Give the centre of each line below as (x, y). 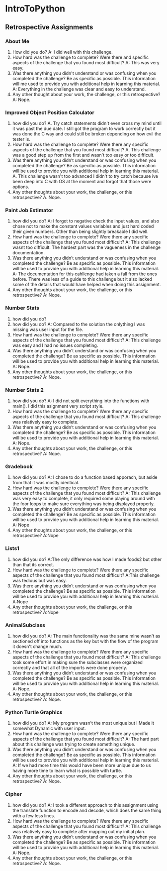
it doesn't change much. (37, 646)
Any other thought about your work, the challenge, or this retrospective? (86, 94)
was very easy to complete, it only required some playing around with (83, 499)
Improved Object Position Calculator (50, 112)
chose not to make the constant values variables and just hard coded (83, 226)
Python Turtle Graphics (34, 712)
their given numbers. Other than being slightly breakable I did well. (80, 231)
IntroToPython (35, 9)
